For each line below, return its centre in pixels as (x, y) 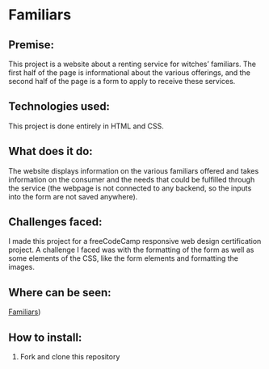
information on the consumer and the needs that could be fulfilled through (132, 179)
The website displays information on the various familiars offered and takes (134, 170)
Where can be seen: (60, 292)
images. (21, 267)
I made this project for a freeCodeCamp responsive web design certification (135, 241)
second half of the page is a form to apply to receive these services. (122, 81)
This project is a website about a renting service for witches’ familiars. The (132, 64)
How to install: (45, 337)
